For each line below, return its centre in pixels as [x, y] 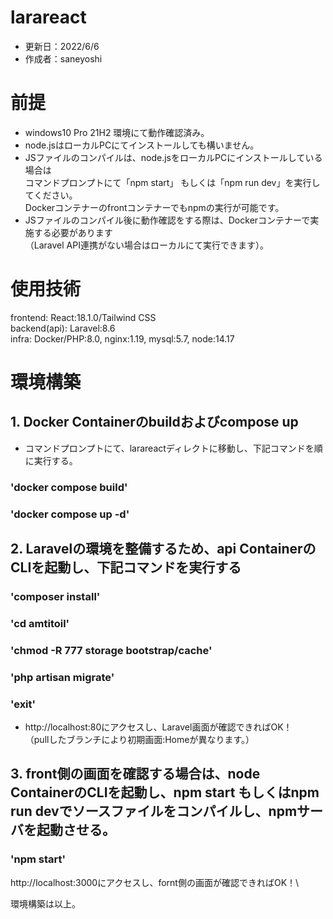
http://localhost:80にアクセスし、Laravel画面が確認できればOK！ [158, 727]
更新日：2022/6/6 [62, 46]
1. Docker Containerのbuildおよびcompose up [154, 422]
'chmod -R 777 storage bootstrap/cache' [111, 650]
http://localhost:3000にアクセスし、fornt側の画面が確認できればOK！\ [155, 882]
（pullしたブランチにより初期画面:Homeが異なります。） [139, 740]
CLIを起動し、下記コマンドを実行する [126, 567]
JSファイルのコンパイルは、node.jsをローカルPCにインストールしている [173, 157]
